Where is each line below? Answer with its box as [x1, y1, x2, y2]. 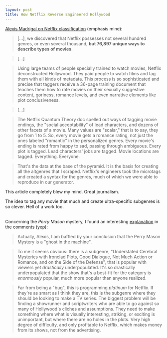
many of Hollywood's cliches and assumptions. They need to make [17, 306, 156, 312]
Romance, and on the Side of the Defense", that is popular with [17, 259, 147, 265]
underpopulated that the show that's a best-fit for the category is [17, 270, 151, 276]
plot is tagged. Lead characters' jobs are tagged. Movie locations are [17, 148, 160, 154]
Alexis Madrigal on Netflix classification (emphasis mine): [5, 25, 123, 31]
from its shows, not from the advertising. [17, 327, 101, 333]
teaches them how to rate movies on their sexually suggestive [17, 86, 145, 92]
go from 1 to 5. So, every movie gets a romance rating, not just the [17, 132, 153, 138]
